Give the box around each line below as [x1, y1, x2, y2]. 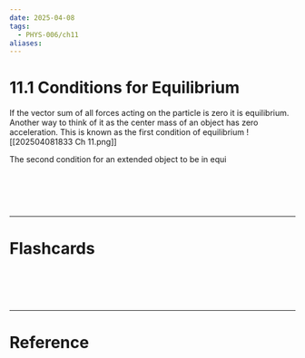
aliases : [9, 38, 43, 48]
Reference [9, 333, 89, 353]
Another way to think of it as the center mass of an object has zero [9, 117, 259, 128]
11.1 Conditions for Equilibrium [9, 78, 241, 98]
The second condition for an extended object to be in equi [9, 154, 227, 165]
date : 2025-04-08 [9, 13, 75, 23]
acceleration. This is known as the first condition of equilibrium [9, 127, 245, 138]
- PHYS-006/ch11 [17, 30, 79, 39]
